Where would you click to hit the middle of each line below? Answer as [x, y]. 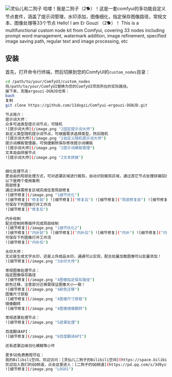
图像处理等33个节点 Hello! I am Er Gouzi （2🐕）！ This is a [77, 23]
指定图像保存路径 [21, 275]
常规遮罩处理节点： [23, 318]
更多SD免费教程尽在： [25, 355]
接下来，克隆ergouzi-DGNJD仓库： [38, 91]
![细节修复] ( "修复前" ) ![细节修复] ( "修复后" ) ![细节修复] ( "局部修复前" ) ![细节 [83, 200]
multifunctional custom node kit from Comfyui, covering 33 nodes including [85, 30]
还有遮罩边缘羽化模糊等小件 [30, 346]
